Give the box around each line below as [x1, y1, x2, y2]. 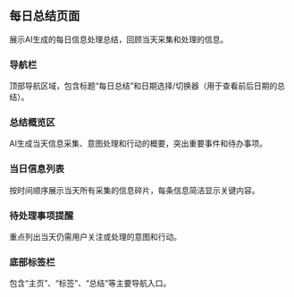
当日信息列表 [9, 163, 65, 175]
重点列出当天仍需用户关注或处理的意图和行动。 [9, 232, 181, 242]
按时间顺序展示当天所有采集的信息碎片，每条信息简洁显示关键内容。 [9, 184, 260, 195]
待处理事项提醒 [9, 209, 74, 222]
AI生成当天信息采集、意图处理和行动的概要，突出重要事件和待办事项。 [9, 138, 268, 149]
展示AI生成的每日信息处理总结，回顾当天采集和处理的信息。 [9, 34, 229, 45]
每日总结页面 [9, 8, 80, 24]
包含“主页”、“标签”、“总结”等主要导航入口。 [9, 278, 172, 289]
